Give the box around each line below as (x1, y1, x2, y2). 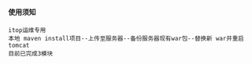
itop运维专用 (8, 27, 46, 34)
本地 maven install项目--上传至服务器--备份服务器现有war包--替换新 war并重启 (8, 35, 244, 43)
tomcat (8, 41, 30, 50)
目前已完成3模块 (8, 50, 54, 58)
